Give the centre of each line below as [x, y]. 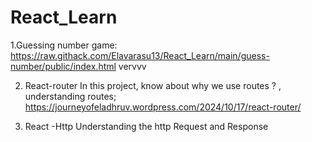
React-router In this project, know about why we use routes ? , [153, 85]
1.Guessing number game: [64, 45]
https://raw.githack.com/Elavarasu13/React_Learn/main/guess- [140, 55]
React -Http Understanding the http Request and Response [146, 126]
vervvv [132, 66]
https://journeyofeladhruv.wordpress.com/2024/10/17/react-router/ [163, 107]
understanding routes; [70, 96]
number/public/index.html [63, 66]
